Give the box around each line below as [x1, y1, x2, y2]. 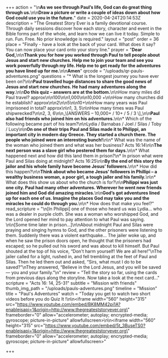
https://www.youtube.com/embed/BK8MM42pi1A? [17, 302, 121, 307]
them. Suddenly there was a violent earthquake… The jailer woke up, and [5, 232, 156, 238]
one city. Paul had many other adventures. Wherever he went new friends [5, 185, 162, 190]
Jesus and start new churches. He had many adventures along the [5, 84, 146, 89]
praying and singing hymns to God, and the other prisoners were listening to [5, 227, 162, 233]
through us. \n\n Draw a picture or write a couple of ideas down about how [5, 9, 160, 15]
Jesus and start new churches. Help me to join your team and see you [5, 57, 153, 63]
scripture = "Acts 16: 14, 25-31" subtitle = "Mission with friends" [5, 280, 137, 286]
